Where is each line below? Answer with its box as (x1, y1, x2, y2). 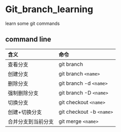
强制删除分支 (8, 89, 39, 96)
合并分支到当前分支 (8, 118, 54, 125)
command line (5, 35, 52, 44)
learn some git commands (5, 20, 60, 26)
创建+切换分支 (8, 108, 42, 115)
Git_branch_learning (5, 4, 94, 15)
